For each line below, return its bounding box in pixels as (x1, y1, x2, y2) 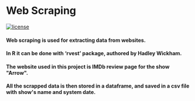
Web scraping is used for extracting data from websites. (6, 37, 146, 44)
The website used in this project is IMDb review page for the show (6, 63, 170, 70)
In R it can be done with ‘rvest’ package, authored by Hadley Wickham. (6, 50, 182, 57)
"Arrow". (6, 69, 28, 76)
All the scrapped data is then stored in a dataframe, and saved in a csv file (6, 82, 190, 89)
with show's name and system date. (6, 89, 96, 96)
